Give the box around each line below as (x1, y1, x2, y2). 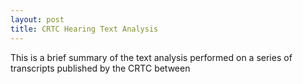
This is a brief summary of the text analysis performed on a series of (10, 51, 293, 63)
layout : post (10, 14, 65, 25)
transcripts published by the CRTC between (10, 62, 191, 74)
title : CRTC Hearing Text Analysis (10, 24, 159, 34)
